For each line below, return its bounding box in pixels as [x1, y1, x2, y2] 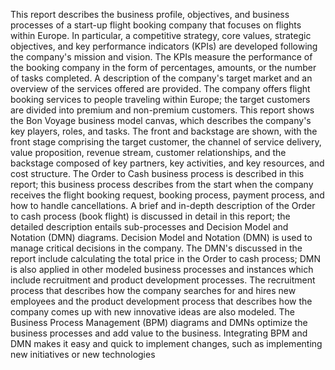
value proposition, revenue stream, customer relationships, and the [10, 147, 287, 158]
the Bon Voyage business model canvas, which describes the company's [10, 115, 312, 126]
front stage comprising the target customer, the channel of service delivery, [10, 136, 322, 148]
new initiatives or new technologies [10, 349, 156, 360]
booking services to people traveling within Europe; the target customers [10, 94, 311, 105]
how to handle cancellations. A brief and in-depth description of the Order [10, 200, 316, 211]
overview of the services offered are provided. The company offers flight [10, 83, 311, 94]
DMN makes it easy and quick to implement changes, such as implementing [10, 338, 323, 349]
